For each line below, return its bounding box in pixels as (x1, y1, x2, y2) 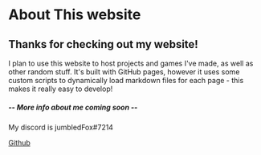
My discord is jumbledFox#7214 (8, 122, 114, 132)
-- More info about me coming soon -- (8, 102, 138, 112)
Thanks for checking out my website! (8, 38, 198, 51)
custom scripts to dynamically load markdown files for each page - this (8, 76, 244, 85)
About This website (8, 6, 141, 24)
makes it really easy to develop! (8, 84, 113, 93)
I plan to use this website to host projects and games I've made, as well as (8, 58, 254, 68)
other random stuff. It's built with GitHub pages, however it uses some (8, 67, 240, 77)
